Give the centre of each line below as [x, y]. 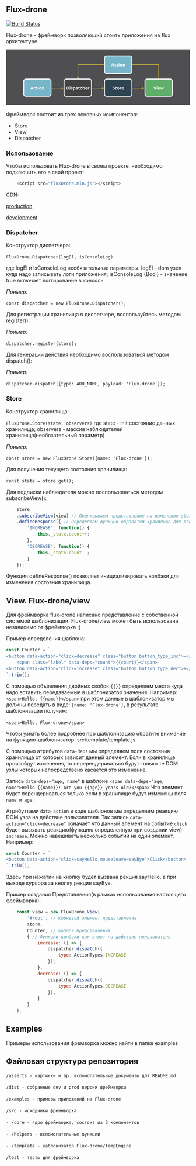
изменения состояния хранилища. [49, 582]
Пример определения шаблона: [46, 639]
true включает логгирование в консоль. [55, 281]
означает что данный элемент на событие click [127, 823]
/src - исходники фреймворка [41, 1110]
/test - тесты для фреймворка [43, 1157]
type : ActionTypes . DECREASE [92, 986]
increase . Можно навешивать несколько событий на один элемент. [90, 836]
